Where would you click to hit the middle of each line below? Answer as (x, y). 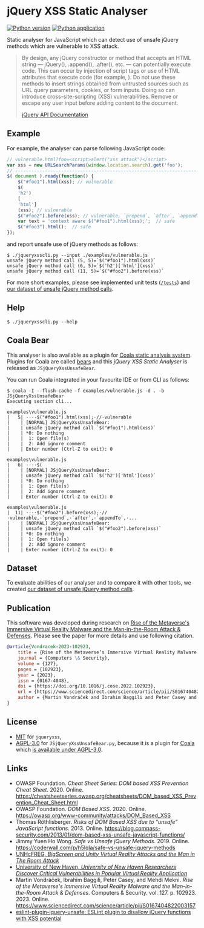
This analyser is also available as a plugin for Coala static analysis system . (100, 355)
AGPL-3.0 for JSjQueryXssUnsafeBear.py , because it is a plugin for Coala (105, 743)
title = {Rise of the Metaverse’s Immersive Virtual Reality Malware (107, 652)
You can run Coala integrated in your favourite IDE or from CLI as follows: (98, 379)
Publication (29, 608)
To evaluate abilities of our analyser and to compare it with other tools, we (99, 583)
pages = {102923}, (41, 669)
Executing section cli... (39, 401)
